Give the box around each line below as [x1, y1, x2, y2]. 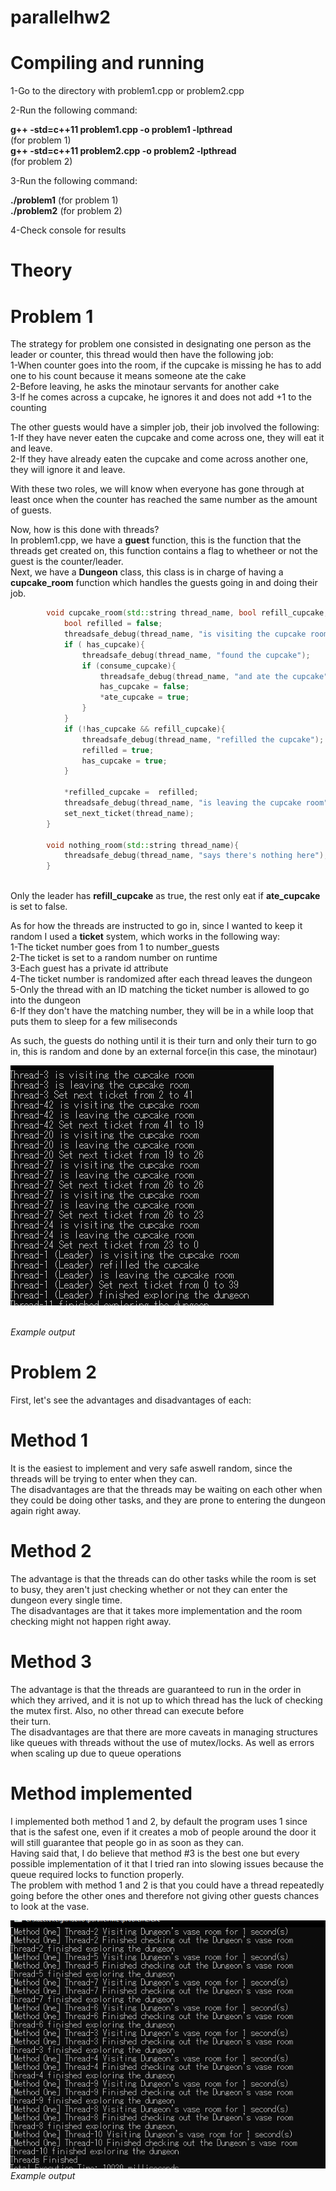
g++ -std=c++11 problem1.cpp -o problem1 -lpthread [10, 124, 233, 136]
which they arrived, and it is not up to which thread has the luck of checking [10, 1694, 323, 1706]
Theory [10, 259, 73, 282]
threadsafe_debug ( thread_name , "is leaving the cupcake [63, 798, 302, 808]
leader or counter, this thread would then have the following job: [10, 349, 274, 361]
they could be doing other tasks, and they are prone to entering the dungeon [10, 1494, 326, 1506]
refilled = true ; [81, 745, 155, 755]
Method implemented [10, 1782, 193, 1805]
